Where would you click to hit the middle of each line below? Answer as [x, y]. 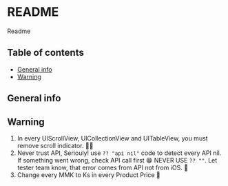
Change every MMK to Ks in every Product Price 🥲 [89, 175]
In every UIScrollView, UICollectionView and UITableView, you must [112, 138]
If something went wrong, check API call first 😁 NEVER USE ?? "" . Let [117, 160]
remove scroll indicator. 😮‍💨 [55, 145]
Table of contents [45, 53]
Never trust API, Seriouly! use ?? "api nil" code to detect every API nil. [119, 153]
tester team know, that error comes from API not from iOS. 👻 [102, 167]
